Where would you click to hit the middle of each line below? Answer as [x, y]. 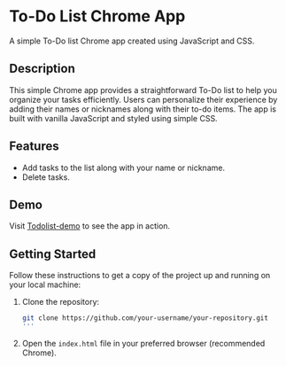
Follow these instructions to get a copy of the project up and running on [140, 276]
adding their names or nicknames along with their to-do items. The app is [143, 109]
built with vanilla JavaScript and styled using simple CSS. [114, 118]
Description [42, 69]
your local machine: [45, 284]
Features [34, 147]
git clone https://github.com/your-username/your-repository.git [145, 318]
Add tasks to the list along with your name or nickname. [124, 167]
